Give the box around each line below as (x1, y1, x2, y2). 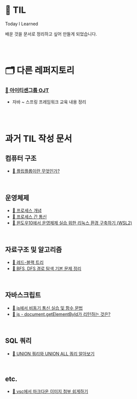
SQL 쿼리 (5, 337, 32, 345)
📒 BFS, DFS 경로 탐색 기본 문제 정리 (12, 266, 82, 272)
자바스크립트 (5, 291, 41, 299)
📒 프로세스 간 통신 (12, 214, 47, 220)
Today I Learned (5, 21, 38, 27)
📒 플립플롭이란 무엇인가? (12, 168, 60, 174)
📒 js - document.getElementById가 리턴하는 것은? (12, 311, 111, 317)
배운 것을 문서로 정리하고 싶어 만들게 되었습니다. (5, 31, 98, 37)
